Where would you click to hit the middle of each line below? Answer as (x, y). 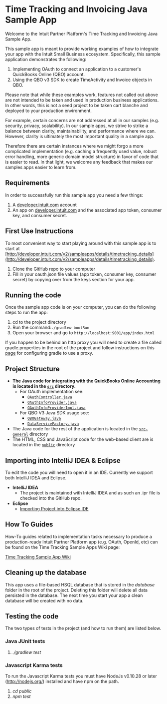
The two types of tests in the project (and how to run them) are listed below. (83, 628)
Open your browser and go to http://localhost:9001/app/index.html (83, 333)
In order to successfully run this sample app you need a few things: (74, 195)
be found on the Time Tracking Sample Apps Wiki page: (63, 547)
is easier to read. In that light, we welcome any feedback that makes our (79, 162)
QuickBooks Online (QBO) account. (49, 74)
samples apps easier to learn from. (41, 167)
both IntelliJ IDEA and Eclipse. (36, 478)
